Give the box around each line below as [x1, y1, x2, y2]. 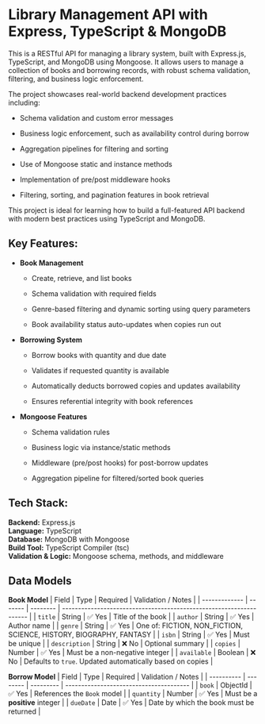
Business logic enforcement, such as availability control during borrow [19, 129, 249, 138]
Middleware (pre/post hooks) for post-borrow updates [31, 458, 209, 468]
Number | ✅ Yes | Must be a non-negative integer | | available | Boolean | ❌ [8, 648, 256, 657]
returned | [8, 707, 41, 716]
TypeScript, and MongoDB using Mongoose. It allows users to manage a [8, 57, 244, 67]
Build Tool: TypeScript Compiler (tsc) [8, 542, 130, 553]
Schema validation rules [31, 427, 111, 437]
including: [8, 98, 41, 107]
